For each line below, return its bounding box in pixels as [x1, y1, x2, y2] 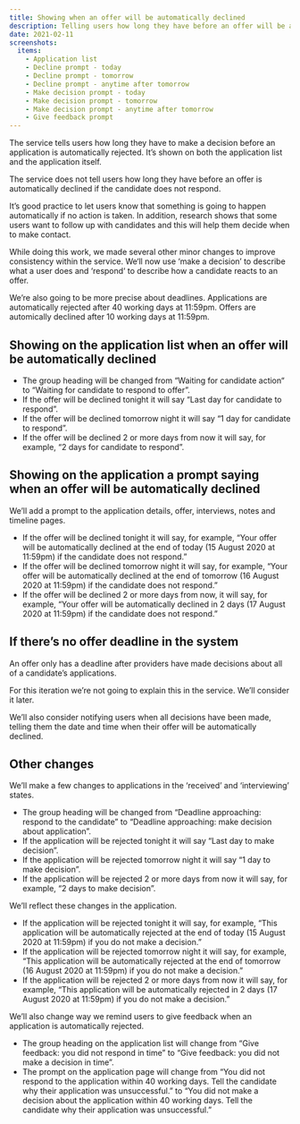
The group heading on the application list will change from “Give [21, 1038, 260, 1049]
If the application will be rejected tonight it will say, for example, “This [21, 918, 279, 929]
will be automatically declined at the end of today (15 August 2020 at [21, 541, 275, 552]
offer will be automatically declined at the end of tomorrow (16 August [21, 570, 279, 581]
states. [9, 789, 34, 801]
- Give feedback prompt [25, 113, 114, 122]
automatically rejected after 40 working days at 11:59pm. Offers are [9, 302, 256, 313]
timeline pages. [9, 515, 66, 525]
